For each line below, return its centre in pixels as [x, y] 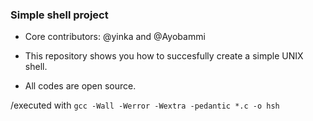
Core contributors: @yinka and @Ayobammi [115, 37]
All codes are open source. [80, 86]
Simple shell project [59, 15]
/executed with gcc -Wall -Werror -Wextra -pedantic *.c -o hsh [145, 105]
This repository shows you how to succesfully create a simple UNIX [164, 56]
